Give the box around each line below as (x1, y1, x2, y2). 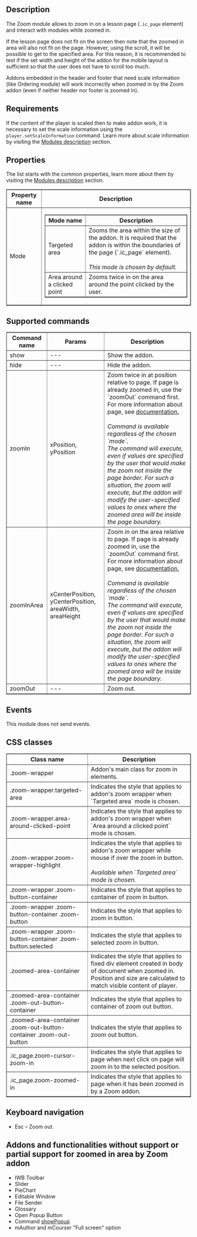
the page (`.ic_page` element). (89, 248, 172, 257)
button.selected (9, 942, 53, 950)
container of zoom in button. (90, 893, 169, 901)
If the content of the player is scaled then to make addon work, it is (6, 119, 168, 126)
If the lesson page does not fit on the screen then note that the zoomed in (6, 38, 184, 45)
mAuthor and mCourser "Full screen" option (14, 1224, 121, 1231)
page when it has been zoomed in (90, 1080, 184, 1088)
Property (11, 191, 37, 199)
